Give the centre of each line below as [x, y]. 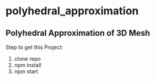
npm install [28, 65]
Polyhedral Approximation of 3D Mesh [78, 33]
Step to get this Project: [35, 47]
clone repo [27, 59]
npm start [26, 71]
